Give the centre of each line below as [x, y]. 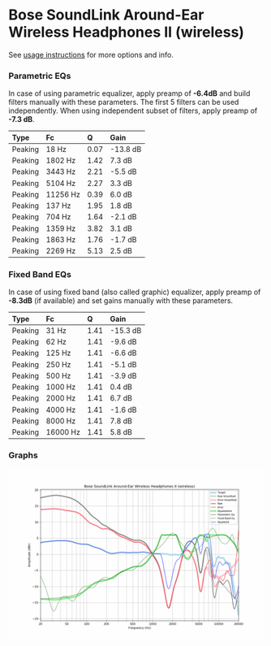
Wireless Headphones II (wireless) [127, 32]
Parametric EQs [40, 76]
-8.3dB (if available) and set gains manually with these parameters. [121, 301]
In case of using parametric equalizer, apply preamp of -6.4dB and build [129, 93]
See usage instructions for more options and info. [91, 54]
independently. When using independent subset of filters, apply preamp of [133, 111]
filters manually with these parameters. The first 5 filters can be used [124, 102]
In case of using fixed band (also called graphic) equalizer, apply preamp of [135, 292]
